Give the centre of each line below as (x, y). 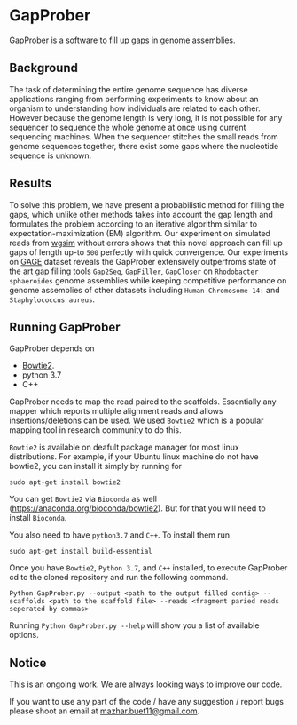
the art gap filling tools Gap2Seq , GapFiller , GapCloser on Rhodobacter (134, 271)
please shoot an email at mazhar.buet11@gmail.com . (105, 711)
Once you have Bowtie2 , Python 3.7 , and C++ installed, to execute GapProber (148, 568)
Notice (28, 663)
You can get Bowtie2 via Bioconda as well (83, 499)
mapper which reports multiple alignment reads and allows (116, 411)
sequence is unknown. (51, 155)
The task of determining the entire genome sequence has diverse (129, 89)
